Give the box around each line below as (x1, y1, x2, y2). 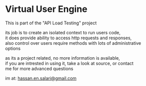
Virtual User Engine (5, 3, 88, 15)
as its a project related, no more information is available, (5, 55, 121, 61)
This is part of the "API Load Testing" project (5, 20, 97, 26)
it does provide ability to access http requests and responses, (5, 35, 132, 41)
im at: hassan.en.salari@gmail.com (5, 75, 77, 81)
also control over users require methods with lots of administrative (5, 40, 141, 46)
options (5, 45, 21, 51)
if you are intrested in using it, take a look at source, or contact (5, 60, 134, 66)
